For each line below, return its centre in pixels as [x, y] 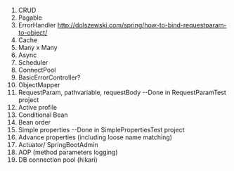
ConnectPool [37, 70]
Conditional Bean [43, 115]
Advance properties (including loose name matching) [95, 137]
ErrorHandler [37, 25]
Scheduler [33, 62]
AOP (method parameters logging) [68, 152]
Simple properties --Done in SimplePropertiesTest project [101, 130]
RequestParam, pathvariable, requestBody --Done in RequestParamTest [122, 92]
